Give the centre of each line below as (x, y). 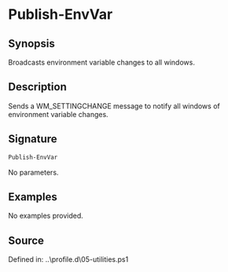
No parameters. (33, 172)
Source (26, 240)
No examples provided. (46, 216)
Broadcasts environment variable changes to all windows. (101, 62)
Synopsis (31, 44)
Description (37, 87)
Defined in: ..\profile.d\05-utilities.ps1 (68, 259)
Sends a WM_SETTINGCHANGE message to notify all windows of (114, 106)
